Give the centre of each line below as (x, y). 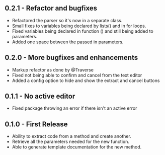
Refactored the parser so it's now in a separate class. (67, 20)
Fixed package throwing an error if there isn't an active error (74, 108)
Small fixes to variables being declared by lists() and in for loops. (79, 26)
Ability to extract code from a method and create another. (71, 136)
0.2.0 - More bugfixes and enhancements (71, 58)
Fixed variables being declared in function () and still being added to (83, 31)
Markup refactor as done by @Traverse (53, 69)
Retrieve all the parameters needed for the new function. (70, 142)
